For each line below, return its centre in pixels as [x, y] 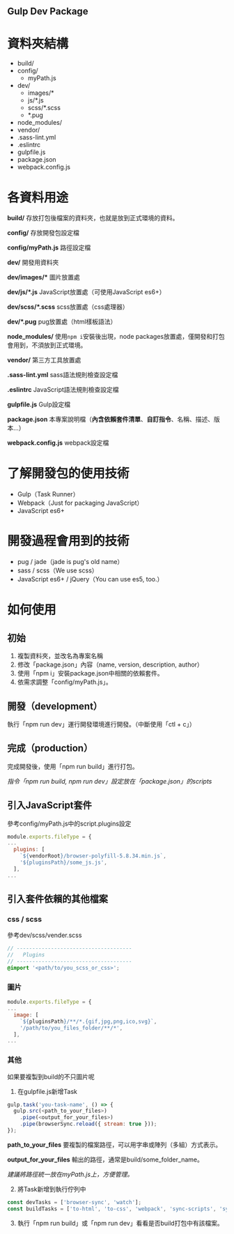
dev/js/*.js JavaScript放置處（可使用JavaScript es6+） [86, 292]
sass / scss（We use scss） [58, 570]
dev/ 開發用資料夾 [33, 262]
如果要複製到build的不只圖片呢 [51, 1076]
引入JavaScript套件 [50, 806]
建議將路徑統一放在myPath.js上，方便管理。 [70, 1174]
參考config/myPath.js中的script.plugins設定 [69, 823]
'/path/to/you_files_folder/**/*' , [71, 1028]
